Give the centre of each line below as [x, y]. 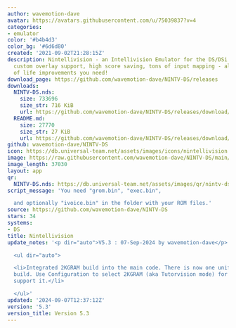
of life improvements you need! [61, 72]
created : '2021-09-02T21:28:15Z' [56, 53]
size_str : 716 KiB [47, 106]
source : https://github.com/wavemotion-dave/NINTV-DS [88, 210]
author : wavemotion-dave [44, 14]
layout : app [25, 171]
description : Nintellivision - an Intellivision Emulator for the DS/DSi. [119, 60]
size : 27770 [37, 125]
